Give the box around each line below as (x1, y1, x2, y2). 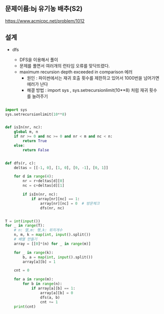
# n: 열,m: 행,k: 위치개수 (14, 228, 63, 233)
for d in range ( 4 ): (14, 174, 54, 179)
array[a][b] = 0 (40, 290, 73, 295)
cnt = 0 (14, 268, 29, 273)
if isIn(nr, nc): (23, 192, 58, 197)
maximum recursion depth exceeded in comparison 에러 (19, 69, 133, 75)
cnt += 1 (40, 299, 58, 304)
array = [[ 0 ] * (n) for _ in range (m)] (14, 241, 91, 246)
